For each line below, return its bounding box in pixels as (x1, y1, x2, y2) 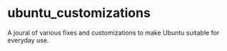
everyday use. (7, 35, 49, 44)
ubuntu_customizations (7, 5, 151, 21)
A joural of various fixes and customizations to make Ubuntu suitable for (7, 28, 220, 37)
